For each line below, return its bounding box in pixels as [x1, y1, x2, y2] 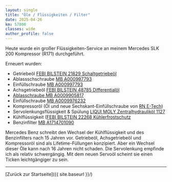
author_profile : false [5, 31, 54, 36]
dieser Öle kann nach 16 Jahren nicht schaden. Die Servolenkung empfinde [5, 146, 164, 151]
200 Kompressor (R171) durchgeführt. [5, 51, 85, 57]
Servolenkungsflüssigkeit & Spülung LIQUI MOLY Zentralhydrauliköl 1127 [12, 108, 165, 115]
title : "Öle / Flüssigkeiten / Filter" [5, 12, 91, 17]
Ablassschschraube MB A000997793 [12, 76, 92, 82]
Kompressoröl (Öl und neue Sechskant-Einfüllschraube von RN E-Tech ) [12, 103, 163, 109]
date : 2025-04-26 [5, 17, 42, 22]
